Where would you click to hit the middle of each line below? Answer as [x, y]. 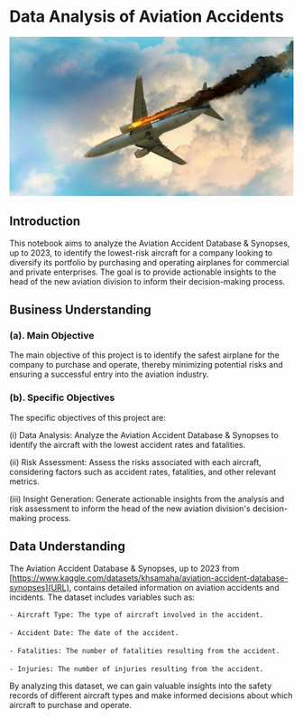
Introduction [45, 222]
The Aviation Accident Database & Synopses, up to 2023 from [124, 568]
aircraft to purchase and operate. [71, 705]
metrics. [25, 481]
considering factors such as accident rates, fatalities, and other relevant [143, 472]
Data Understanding [68, 547]
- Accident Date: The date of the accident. [94, 633]
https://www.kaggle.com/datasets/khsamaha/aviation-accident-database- [150, 578]
